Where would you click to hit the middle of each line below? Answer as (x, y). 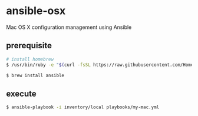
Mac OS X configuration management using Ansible (69, 27)
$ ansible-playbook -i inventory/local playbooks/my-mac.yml (83, 107)
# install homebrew (30, 59)
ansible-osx (36, 11)
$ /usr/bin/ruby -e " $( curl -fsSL (49, 65)
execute (21, 93)
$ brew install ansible (35, 75)
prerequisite (29, 46)
